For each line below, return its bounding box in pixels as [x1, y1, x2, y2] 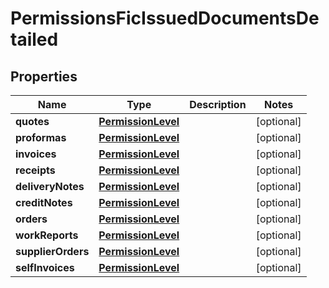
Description [189, 98, 247, 111]
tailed [10, 28, 59, 51]
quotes [15, 115, 50, 128]
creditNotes [15, 196, 73, 209]
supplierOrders [15, 245, 90, 258]
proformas [15, 131, 67, 144]
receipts [15, 163, 56, 177]
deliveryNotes [15, 180, 85, 193]
